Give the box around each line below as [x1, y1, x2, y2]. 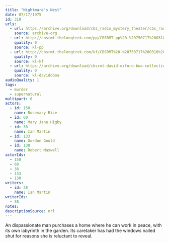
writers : [5, 181, 24, 186]
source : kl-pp [14, 45, 44, 50]
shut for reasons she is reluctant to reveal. [5, 233, 93, 239]
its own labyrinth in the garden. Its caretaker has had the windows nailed [5, 227, 155, 234]
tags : [5, 82, 17, 87]
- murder [10, 87, 28, 92]
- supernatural [10, 92, 42, 97]
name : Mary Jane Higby [14, 119, 62, 125]
